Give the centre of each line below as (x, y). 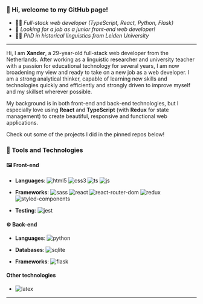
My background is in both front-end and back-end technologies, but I (92, 104)
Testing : (25, 211)
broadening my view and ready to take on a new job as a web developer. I (98, 73)
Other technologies (31, 276)
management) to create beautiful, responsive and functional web (87, 116)
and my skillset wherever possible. (49, 92)
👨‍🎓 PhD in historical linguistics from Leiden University (82, 36)
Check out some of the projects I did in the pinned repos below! (85, 134)
